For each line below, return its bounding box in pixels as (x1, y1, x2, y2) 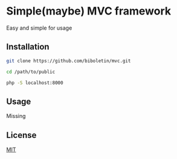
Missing (6, 112, 26, 120)
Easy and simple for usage (6, 24, 72, 31)
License (6, 130, 37, 140)
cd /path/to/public (6, 68, 56, 75)
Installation (6, 42, 50, 52)
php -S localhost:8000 (6, 80, 63, 86)
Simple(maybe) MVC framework (6, 4, 172, 18)
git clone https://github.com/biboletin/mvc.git (6, 57, 131, 64)
